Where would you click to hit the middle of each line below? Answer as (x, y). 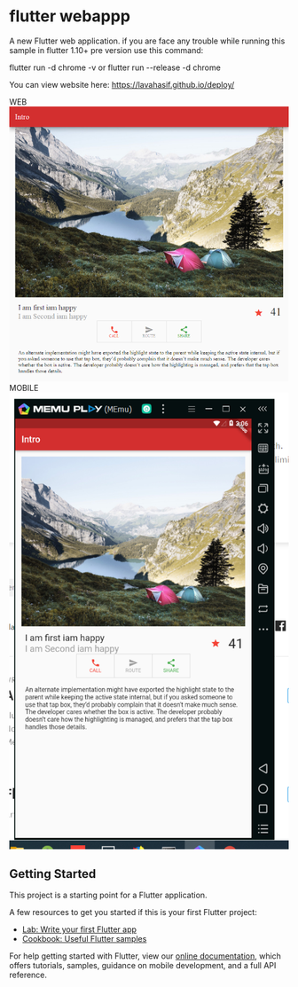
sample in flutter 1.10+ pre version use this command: (106, 50)
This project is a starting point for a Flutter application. (108, 895)
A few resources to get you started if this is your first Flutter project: (133, 913)
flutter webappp (70, 16)
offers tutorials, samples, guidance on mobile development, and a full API (143, 966)
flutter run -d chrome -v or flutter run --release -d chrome (115, 67)
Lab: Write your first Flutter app (79, 929)
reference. (28, 975)
